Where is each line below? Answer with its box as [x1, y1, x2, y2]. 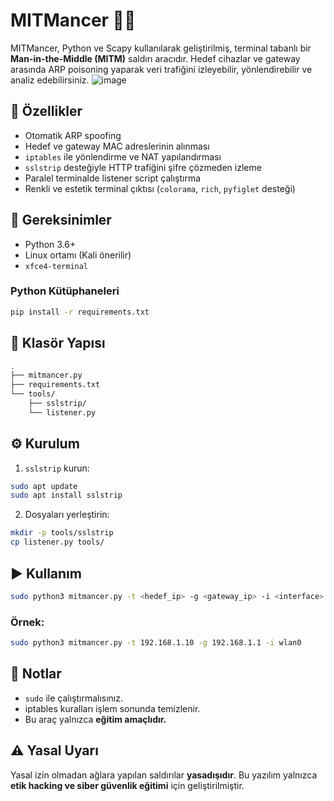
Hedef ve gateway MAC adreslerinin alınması [24, 140, 210, 152]
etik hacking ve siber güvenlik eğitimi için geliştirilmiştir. [10, 779, 245, 791]
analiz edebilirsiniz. [10, 74, 90, 86]
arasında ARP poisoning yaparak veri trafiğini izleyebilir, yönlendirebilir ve [10, 63, 313, 75]
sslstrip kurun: [24, 462, 90, 474]
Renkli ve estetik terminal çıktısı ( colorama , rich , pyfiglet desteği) [24, 182, 296, 194]
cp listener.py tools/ [10, 537, 105, 548]
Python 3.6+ [24, 238, 77, 250]
